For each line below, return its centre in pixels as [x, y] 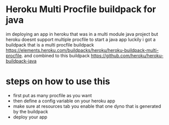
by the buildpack [31, 111]
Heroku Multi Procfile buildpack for [81, 9]
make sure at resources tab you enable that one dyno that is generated [87, 106]
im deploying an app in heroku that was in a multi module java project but [82, 34]
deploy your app [30, 117]
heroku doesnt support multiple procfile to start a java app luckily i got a [81, 39]
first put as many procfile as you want [52, 95]
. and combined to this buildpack [56, 55]
